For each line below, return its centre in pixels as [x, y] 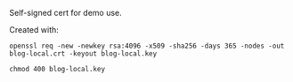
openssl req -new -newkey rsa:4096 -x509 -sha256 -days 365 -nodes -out [147, 46]
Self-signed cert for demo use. [65, 13]
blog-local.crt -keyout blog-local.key [83, 54]
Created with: [34, 30]
